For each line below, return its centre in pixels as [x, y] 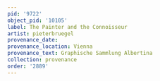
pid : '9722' [25, 14]
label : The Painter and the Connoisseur [68, 27]
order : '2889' [28, 66]
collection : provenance [42, 60]
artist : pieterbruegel [41, 33]
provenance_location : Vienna [50, 46]
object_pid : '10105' [38, 20]
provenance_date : [33, 40]
